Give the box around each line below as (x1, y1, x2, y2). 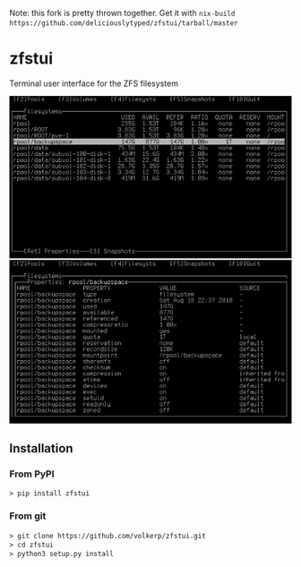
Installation (9, 441, 73, 456)
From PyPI (9, 468, 56, 480)
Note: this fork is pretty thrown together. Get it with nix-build (9, 8, 236, 18)
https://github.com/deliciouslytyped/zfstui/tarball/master (9, 19, 239, 28)
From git (9, 510, 47, 522)
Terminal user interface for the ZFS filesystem (9, 78, 179, 89)
